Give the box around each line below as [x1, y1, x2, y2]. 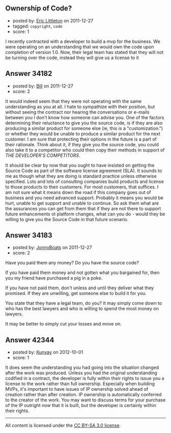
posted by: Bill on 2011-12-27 [12, 83, 74, 89]
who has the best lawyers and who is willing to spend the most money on [5, 306, 159, 312]
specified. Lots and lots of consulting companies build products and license [5, 178, 164, 184]
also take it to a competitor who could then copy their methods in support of [5, 147, 165, 153]
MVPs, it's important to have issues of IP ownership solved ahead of [5, 386, 149, 392]
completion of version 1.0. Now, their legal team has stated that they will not [5, 49, 164, 55]
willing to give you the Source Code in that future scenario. [5, 216, 129, 222]
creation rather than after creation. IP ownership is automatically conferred [5, 392, 162, 398]
